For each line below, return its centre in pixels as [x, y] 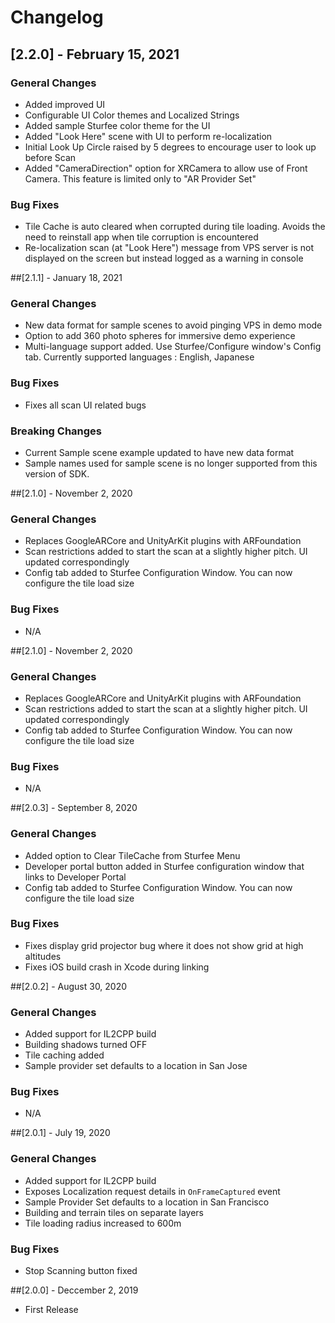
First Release [51, 1310]
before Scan [50, 157]
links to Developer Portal [75, 877]
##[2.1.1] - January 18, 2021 [66, 278]
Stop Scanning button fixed [81, 1271]
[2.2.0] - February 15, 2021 [95, 54]
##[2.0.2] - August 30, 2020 [69, 986]
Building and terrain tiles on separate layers [114, 1212]
